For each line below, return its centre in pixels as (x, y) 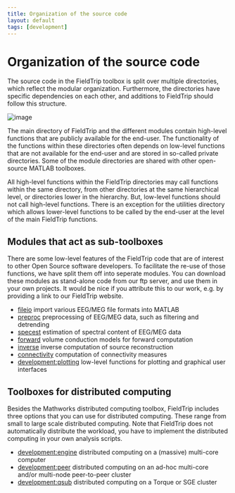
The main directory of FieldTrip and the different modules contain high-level (117, 131)
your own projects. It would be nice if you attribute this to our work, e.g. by (115, 289)
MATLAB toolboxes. (58, 168)
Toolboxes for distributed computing (89, 392)
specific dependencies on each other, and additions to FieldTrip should (110, 96)
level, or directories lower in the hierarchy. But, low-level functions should (114, 197)
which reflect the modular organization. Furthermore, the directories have (114, 89)
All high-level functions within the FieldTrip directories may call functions (113, 182)
